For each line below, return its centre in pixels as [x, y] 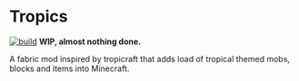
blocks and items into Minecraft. [70, 68]
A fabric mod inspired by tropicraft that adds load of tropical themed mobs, [150, 58]
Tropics [39, 17]
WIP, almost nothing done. [90, 41]
